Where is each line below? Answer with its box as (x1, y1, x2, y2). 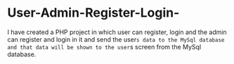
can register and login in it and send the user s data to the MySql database (7, 35, 225, 43)
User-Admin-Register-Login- (7, 5, 180, 21)
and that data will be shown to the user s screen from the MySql (7, 42, 202, 51)
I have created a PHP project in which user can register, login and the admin (7, 28, 227, 36)
